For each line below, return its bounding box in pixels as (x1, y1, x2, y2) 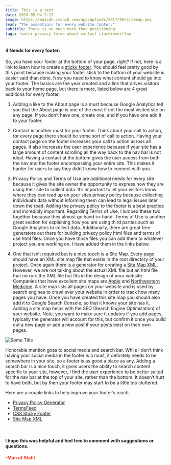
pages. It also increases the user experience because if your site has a (12, 144, 162, 150)
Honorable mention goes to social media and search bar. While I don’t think (5, 347, 163, 353)
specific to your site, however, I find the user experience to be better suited (5, 369, 163, 375)
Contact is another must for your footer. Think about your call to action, (12, 128, 162, 134)
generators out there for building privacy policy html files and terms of (12, 230, 161, 236)
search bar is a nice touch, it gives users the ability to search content (5, 363, 151, 370)
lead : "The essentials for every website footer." (5, 22, 115, 27)
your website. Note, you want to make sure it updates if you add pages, (12, 311, 163, 317)
